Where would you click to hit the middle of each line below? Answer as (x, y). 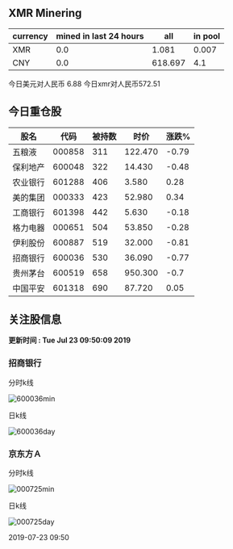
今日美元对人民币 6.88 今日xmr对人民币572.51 (84, 83)
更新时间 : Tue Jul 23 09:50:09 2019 (70, 340)
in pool (206, 36)
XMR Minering (45, 13)
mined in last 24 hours (100, 36)
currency (30, 36)
